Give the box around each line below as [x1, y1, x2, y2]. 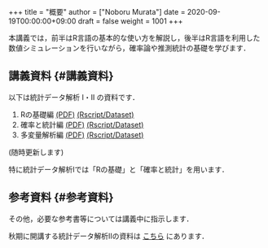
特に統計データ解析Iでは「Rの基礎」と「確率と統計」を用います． [8, 164, 230, 174]
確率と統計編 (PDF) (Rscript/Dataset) [20, 120, 144, 129]
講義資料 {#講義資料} [8, 69, 114, 83]
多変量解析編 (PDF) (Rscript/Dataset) [20, 129, 144, 140]
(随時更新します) [8, 147, 64, 157]
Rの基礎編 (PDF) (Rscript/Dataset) [20, 109, 134, 120]
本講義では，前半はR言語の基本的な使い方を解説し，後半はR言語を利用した [8, 33, 261, 42]
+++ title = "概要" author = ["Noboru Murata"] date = [8, 7, 186, 16]
